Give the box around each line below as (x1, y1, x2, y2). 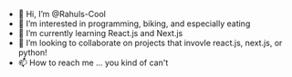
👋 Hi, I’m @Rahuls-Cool (17, 9, 107, 19)
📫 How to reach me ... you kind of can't (17, 57, 169, 68)
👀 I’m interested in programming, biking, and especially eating (17, 18, 251, 29)
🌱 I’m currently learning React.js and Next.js (17, 28, 183, 38)
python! (17, 47, 47, 58)
